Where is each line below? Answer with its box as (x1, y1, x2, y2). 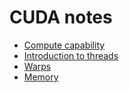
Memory (23, 71, 59, 83)
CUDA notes (9, 6, 113, 29)
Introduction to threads (23, 49, 119, 61)
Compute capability (23, 39, 106, 51)
